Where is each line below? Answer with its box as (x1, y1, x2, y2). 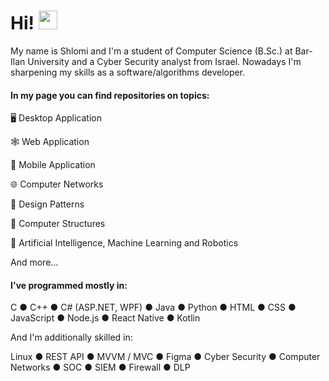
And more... (10, 256, 59, 269)
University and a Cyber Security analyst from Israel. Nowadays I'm (27, 55, 302, 67)
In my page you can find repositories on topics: (10, 89, 210, 101)
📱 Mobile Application (10, 159, 96, 171)
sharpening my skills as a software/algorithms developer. (10, 66, 246, 78)
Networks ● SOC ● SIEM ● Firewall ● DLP (10, 361, 191, 374)
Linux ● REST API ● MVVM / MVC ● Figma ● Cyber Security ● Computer (10, 351, 321, 363)
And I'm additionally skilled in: (10, 331, 133, 344)
